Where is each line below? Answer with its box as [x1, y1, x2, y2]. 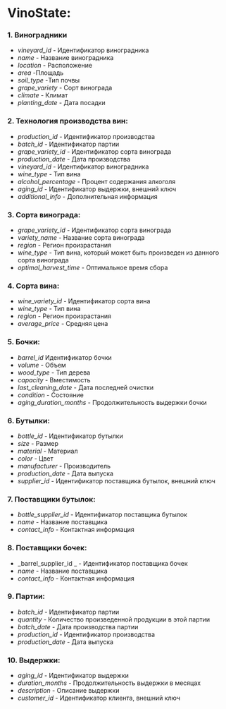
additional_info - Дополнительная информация [17, 192, 158, 200]
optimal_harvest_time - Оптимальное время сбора [17, 263, 168, 272]
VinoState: [7, 5, 72, 21]
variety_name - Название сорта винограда [17, 234, 145, 242]
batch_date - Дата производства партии [17, 622, 139, 631]
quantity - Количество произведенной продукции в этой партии [17, 615, 211, 624]
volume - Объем [17, 360, 67, 369]
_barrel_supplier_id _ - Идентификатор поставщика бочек [17, 559, 188, 567]
